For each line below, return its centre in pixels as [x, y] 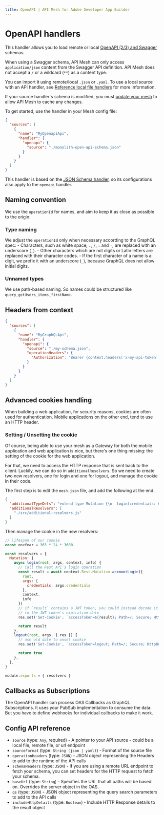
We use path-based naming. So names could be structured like [68, 289]
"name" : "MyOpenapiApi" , [43, 134]
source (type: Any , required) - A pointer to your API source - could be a [83, 740]
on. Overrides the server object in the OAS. [55, 787]
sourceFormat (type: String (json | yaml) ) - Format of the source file [82, 751]
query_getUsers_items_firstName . [39, 295]
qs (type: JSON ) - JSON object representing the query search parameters [85, 792]
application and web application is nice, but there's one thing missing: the [79, 450]
